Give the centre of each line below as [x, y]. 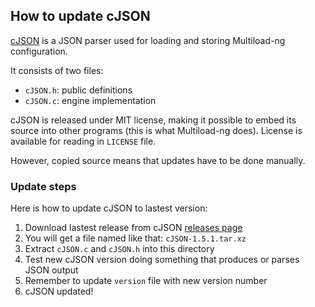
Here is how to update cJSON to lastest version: [109, 208]
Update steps [43, 186]
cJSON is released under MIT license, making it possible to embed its [153, 120]
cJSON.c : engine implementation [90, 100]
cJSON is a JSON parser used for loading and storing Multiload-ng [148, 40]
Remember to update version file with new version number [146, 281]
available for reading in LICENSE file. [83, 141]
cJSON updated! [59, 291]
